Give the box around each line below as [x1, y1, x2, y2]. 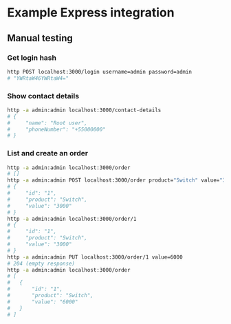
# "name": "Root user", [7, 119, 88, 127]
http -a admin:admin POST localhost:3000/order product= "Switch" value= [7, 177, 220, 184]
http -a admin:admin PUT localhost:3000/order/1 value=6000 [7, 253, 184, 261]
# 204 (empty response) [7, 260, 76, 267]
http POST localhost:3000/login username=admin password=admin [7, 68, 192, 75]
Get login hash [7, 53, 57, 63]
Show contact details [7, 91, 80, 100]
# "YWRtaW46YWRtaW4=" [7, 74, 69, 82]
